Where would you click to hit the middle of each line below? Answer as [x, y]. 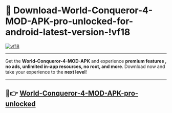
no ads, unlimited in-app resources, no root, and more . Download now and [85, 66]
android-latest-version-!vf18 [68, 32]
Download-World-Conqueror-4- [83, 10]
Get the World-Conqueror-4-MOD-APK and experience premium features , [86, 61]
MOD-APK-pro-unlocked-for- [69, 21]
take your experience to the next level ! [46, 72]
